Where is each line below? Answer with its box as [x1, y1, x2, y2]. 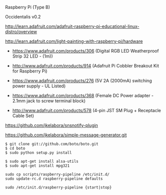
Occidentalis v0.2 [5, 14, 41, 19]
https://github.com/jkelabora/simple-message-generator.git [5, 132, 127, 138]
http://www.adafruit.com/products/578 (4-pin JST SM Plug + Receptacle [12, 108, 161, 113]
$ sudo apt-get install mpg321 [5, 163, 70, 168]
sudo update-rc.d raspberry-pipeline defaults [5, 176, 103, 181]
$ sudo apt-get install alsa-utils [5, 159, 79, 164]
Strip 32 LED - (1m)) [12, 53, 53, 59]
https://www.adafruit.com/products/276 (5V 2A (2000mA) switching [12, 78, 152, 83]
